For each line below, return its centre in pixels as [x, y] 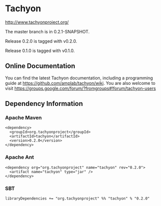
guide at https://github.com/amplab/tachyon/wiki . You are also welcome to [80, 83]
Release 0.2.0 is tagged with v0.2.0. [41, 41]
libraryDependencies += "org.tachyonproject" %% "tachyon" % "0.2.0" [78, 199]
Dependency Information [44, 104]
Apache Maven [23, 118]
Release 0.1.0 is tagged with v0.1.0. [40, 51]
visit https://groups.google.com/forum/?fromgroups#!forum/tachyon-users [80, 88]
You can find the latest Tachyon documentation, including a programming [79, 78]
